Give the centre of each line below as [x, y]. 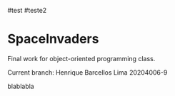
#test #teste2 [27, 10]
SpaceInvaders [53, 39]
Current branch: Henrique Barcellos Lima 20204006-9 [87, 72]
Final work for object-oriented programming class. [81, 58]
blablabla [21, 86]
